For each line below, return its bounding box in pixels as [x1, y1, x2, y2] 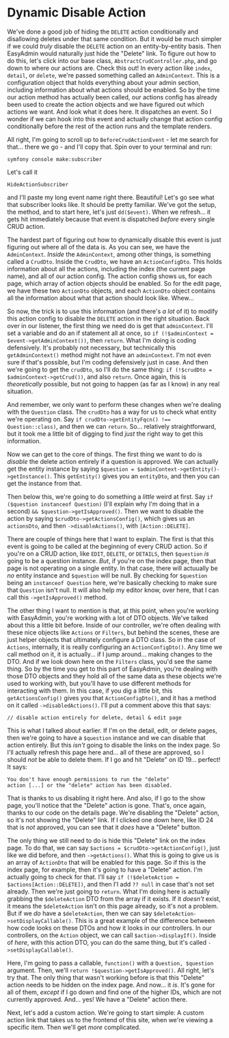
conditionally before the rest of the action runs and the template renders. [7, 122, 212, 130]
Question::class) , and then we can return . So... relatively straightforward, [7, 422, 217, 430]
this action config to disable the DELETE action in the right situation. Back [7, 314, 210, 323]
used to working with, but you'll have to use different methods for [7, 679, 191, 687]
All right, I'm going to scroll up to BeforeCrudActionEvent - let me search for [7, 135, 219, 143]
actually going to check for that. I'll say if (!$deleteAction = [7, 872, 179, 881]
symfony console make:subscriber [7, 156, 103, 162]
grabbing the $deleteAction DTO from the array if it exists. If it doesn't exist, [7, 894, 221, 902]
